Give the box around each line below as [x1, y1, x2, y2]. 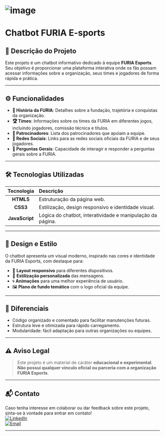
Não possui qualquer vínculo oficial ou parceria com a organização [17, 365, 157, 371]
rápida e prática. [5, 76, 38, 81]
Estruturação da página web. [39, 196, 106, 203]
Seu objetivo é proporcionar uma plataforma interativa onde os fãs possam [5, 65, 157, 71]
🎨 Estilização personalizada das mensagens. [12, 273, 105, 279]
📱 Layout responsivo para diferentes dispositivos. [12, 267, 114, 273]
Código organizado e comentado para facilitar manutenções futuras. [12, 317, 151, 323]
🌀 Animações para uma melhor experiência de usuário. [12, 278, 124, 284]
